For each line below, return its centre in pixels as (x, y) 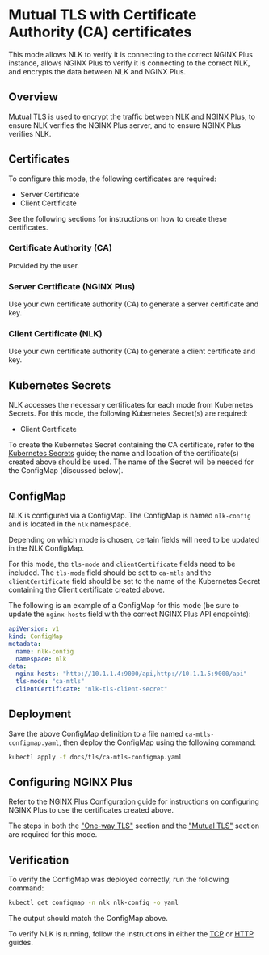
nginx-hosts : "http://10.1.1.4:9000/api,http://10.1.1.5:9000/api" (132, 674)
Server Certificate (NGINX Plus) (72, 286)
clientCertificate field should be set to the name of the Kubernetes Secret (134, 581)
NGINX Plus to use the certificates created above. (91, 810)
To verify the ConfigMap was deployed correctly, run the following (119, 880)
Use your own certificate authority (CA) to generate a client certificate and (132, 351)
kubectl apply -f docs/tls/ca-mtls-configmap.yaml (95, 757)
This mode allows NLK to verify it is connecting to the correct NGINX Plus (130, 54)
